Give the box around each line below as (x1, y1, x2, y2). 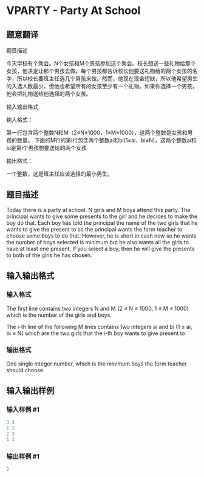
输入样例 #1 (6, 406, 39, 414)
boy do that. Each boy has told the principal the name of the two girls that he (6, 219, 198, 226)
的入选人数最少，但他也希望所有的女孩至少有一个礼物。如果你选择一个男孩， (6, 83, 198, 90)
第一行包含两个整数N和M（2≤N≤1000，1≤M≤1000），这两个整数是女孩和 (6, 129, 188, 136)
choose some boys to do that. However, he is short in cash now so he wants (6, 232, 197, 239)
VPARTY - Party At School (6, 4, 141, 18)
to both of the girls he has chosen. (6, 251, 92, 259)
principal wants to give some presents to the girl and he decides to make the (6, 213, 198, 220)
